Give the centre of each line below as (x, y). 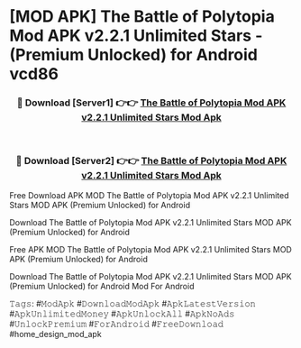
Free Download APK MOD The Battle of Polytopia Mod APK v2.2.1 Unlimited (149, 195)
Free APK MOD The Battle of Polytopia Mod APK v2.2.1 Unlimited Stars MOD (151, 249)
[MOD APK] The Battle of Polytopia (142, 17)
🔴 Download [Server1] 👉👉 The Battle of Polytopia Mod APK (151, 103)
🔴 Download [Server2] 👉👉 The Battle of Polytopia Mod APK (151, 161)
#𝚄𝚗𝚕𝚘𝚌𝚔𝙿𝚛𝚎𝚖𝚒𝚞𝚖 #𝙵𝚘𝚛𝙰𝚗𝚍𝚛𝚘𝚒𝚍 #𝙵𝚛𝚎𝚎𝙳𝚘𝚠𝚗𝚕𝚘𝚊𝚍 (116, 324)
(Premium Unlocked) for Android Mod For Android (102, 286)
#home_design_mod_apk (55, 334)
